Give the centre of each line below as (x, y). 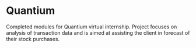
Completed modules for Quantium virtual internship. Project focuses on (92, 27)
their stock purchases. (33, 39)
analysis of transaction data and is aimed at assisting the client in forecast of (98, 32)
